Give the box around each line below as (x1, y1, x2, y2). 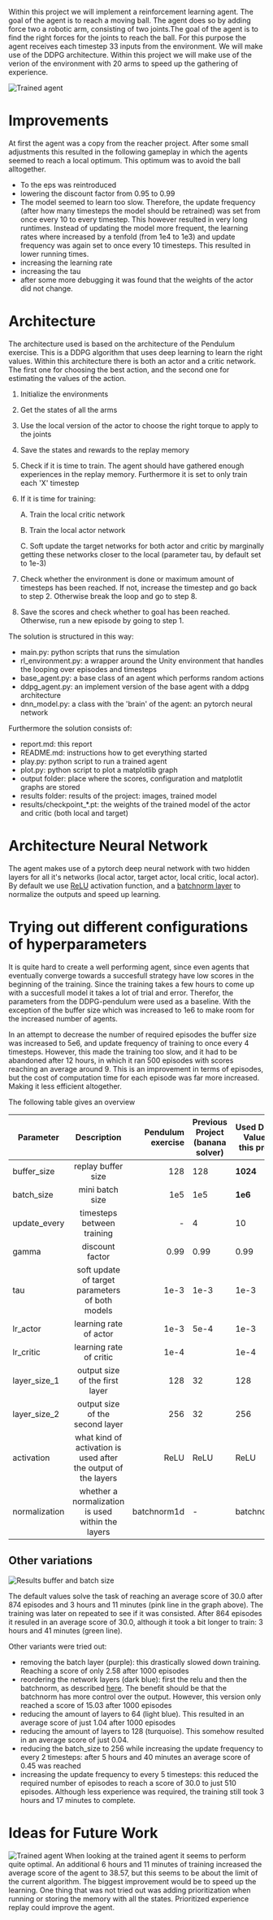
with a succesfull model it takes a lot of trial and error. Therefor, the (8, 987, 234, 998)
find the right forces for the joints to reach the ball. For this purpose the (8, 33, 246, 42)
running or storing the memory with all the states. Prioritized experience (8, 1893, 249, 1904)
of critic (84, 1351, 114, 1363)
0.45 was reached (19, 1761, 81, 1770)
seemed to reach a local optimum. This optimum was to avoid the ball (8, 155, 241, 165)
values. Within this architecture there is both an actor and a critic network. (8, 356, 257, 366)
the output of (73, 1462, 123, 1473)
